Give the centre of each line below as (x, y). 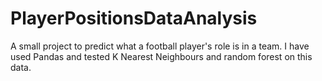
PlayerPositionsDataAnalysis (134, 18)
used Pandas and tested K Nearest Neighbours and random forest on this (161, 56)
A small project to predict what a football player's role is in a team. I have (160, 46)
